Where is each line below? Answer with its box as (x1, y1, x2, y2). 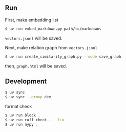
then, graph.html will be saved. (5, 63, 67, 69)
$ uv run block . (5, 113, 41, 118)
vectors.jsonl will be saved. (5, 35, 63, 41)
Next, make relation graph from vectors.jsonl (5, 44, 98, 50)
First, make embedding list (5, 17, 59, 22)
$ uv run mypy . (5, 122, 38, 127)
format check (5, 104, 32, 110)
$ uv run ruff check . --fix (5, 117, 64, 122)
